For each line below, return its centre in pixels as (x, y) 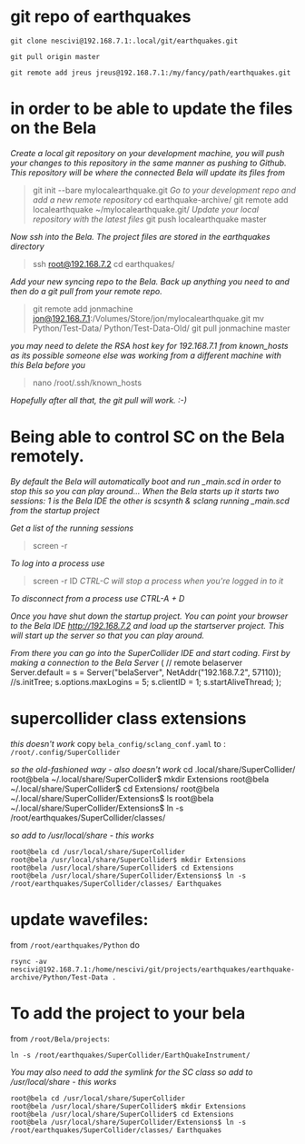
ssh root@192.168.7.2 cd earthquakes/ (103, 264)
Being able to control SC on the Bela (148, 437)
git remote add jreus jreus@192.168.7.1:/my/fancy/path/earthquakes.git (151, 73)
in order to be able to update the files (152, 109)
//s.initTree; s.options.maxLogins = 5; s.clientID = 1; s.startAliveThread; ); (146, 681)
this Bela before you (48, 364)
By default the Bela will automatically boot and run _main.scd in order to (146, 481)
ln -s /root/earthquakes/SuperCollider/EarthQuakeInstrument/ (130, 1055)
